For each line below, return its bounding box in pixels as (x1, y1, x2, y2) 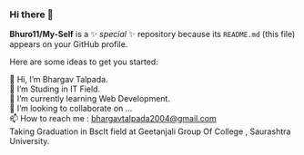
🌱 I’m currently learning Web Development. (9, 93, 171, 104)
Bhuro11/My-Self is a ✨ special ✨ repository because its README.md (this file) (9, 29, 296, 40)
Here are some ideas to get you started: (9, 56, 159, 67)
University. (9, 136, 50, 147)
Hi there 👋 (9, 8, 55, 21)
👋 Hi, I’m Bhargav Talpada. (9, 74, 108, 85)
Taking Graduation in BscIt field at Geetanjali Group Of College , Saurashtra (9, 126, 291, 137)
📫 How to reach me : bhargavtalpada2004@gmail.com (9, 113, 217, 124)
